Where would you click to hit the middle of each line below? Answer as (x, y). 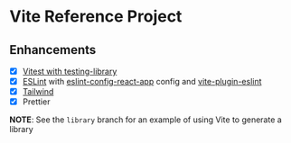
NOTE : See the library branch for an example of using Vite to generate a (145, 120)
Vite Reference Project (96, 17)
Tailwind (38, 92)
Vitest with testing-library (70, 71)
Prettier (36, 102)
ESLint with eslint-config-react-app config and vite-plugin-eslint (142, 82)
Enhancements (53, 50)
